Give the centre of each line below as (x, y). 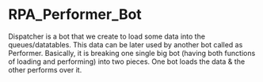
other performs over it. (45, 69)
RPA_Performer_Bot (75, 15)
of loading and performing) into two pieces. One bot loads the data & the (127, 61)
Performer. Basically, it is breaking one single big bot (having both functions (132, 53)
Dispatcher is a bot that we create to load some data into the (107, 36)
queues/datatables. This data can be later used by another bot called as (126, 44)
